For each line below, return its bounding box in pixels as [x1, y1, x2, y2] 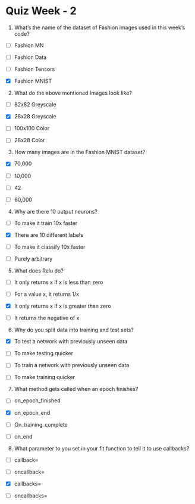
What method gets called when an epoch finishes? [14, 386, 139, 393]
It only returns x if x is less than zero [14, 278, 103, 286]
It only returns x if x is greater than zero [14, 302, 111, 310]
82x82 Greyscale [14, 101, 56, 108]
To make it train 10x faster [14, 219, 78, 227]
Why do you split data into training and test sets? [14, 326, 134, 334]
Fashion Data [14, 54, 47, 61]
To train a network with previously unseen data [14, 362, 130, 369]
